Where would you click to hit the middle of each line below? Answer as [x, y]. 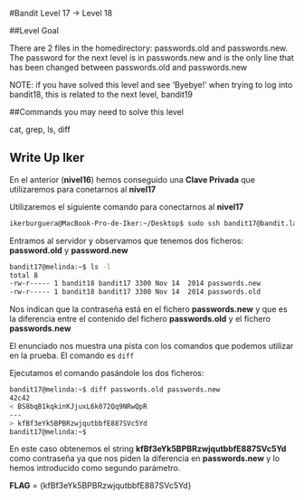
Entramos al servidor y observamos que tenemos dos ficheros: [127, 241]
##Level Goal [34, 30]
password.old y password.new [69, 250]
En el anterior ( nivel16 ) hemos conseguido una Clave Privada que [133, 179]
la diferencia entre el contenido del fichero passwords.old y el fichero [140, 319]
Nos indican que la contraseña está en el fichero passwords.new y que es [148, 309]
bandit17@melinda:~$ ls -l [60, 267]
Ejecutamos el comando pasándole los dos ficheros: [107, 373]
